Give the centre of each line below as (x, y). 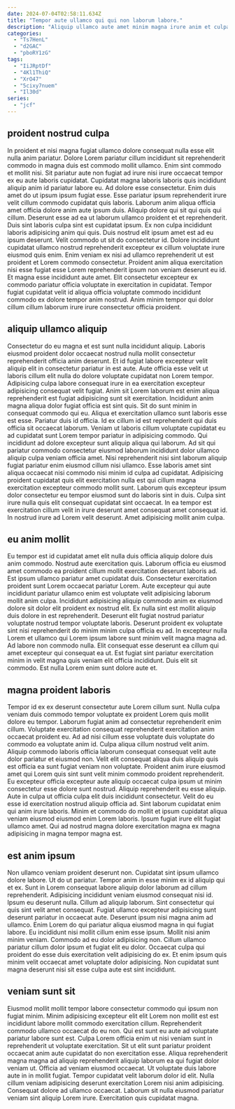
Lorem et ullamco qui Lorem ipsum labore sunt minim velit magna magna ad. (117, 638)
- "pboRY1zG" (33, 53)
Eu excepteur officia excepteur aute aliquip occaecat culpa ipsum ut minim (115, 781)
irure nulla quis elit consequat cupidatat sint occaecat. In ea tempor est (109, 502)
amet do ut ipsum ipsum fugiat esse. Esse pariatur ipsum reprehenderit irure (117, 195)
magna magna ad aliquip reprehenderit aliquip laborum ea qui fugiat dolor (113, 1061)
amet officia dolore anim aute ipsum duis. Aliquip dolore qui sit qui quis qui (114, 210)
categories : (24, 33)
